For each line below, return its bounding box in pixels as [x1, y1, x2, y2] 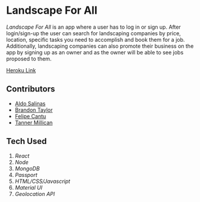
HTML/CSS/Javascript [14, 177, 70, 185]
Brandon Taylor [14, 106, 53, 114]
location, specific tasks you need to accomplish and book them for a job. [6, 36, 185, 43]
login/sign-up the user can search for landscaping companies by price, [6, 29, 181, 36]
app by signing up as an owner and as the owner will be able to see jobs [6, 48, 184, 56]
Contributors [6, 84, 56, 94]
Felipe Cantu [14, 112, 47, 120]
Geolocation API [14, 190, 56, 197]
